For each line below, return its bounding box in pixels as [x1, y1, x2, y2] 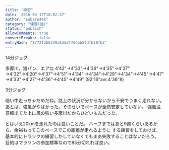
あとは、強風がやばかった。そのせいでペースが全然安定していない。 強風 [5, 104, 156, 110]
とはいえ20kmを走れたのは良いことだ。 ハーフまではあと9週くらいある [5, 120, 153, 126]
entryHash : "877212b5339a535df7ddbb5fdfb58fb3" [5, 40, 107, 45]
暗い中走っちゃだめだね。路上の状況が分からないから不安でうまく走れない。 [5, 97, 164, 103]
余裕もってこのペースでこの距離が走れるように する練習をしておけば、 [14, 127, 160, 133]
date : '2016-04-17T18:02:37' [5, 12, 67, 17]
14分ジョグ [5, 54, 28, 60]
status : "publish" [5, 26, 44, 31]
